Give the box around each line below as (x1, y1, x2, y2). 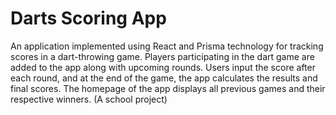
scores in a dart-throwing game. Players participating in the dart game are (10, 50, 315, 62)
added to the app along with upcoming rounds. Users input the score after (10, 61, 316, 73)
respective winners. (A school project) (10, 93, 168, 105)
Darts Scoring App (10, 7, 167, 30)
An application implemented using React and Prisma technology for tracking (10, 40, 324, 52)
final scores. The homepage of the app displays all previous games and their (10, 82, 326, 94)
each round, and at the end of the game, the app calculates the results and (10, 72, 318, 84)
